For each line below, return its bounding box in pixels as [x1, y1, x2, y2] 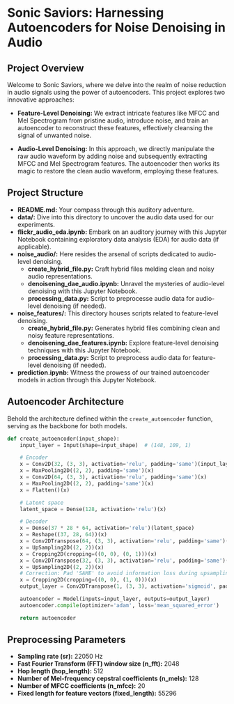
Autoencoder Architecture [7, 396, 124, 408]
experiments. [17, 220, 56, 228]
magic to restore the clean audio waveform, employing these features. [17, 167, 219, 175]
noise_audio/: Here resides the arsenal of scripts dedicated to [17, 249, 196, 258]
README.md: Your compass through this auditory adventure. [17, 205, 194, 214]
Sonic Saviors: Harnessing [7, 5, 164, 21]
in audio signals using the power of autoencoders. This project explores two [7, 88, 225, 96]
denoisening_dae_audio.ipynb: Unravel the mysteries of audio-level [27, 279, 225, 288]
